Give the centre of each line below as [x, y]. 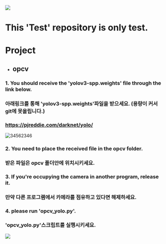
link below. [18, 89]
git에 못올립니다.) [25, 111]
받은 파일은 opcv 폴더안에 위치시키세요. [50, 163]
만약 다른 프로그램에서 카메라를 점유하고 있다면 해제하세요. [71, 197]
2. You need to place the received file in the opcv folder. [74, 148]
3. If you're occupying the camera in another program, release [82, 177]
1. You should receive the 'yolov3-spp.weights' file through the [83, 83]
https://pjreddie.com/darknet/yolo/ [49, 125]
